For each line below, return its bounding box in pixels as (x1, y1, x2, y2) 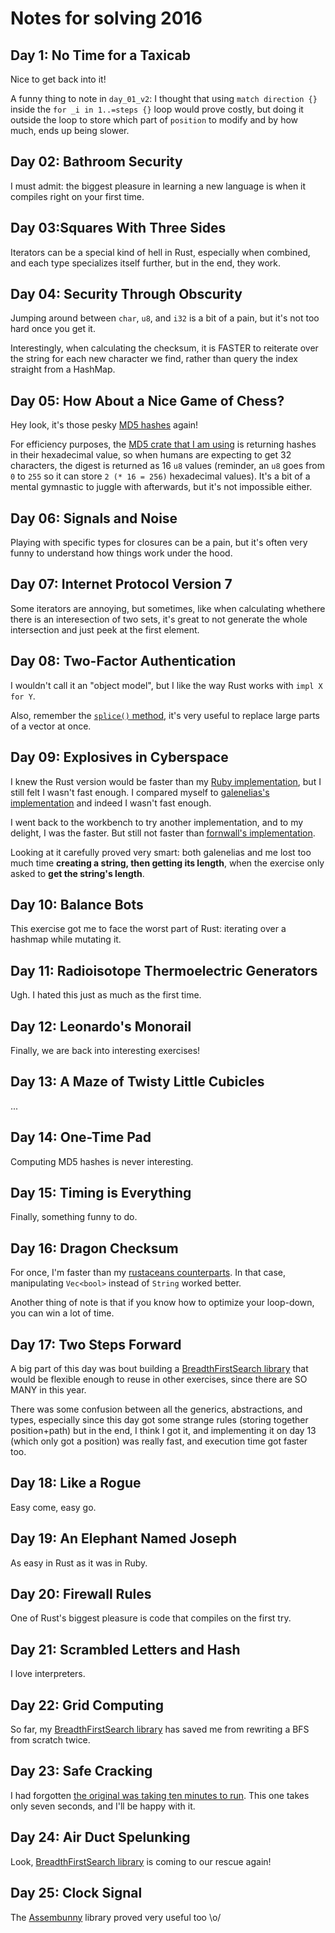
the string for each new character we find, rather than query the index (10, 353, 298, 365)
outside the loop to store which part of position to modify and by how (10, 114, 299, 126)
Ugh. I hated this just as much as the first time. (10, 989, 202, 1001)
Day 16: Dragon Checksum (10, 1240, 179, 1257)
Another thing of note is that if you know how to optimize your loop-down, (10, 1297, 315, 1309)
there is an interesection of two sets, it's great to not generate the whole (10, 613, 308, 625)
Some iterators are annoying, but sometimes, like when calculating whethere (10, 602, 326, 614)
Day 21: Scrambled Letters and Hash (10, 1641, 241, 1658)
